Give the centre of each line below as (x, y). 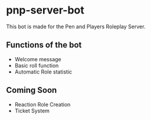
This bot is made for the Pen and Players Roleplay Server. (76, 26)
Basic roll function (37, 65)
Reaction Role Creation (42, 104)
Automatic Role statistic (43, 72)
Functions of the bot (44, 45)
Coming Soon (32, 90)
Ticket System (32, 111)
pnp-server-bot (45, 10)
